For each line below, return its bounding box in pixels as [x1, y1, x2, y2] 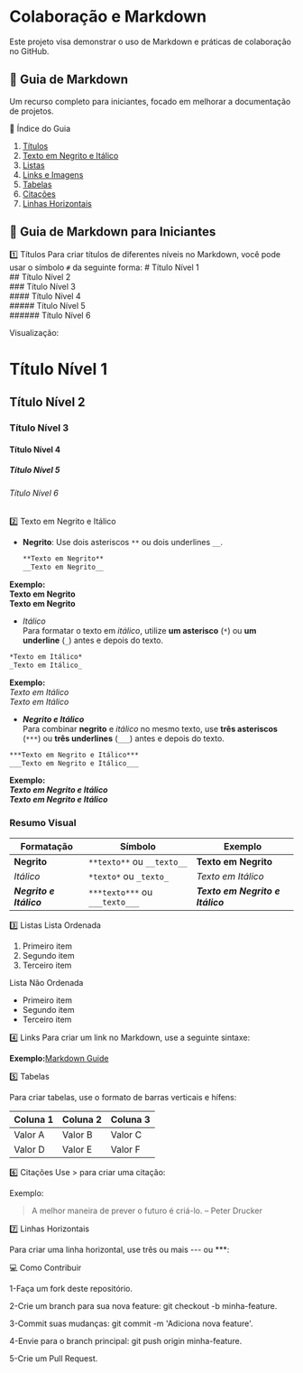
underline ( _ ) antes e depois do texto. [22, 635, 164, 645]
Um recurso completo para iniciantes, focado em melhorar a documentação [9, 96, 291, 107]
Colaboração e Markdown [9, 6, 207, 27]
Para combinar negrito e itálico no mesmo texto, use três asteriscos [22, 723, 278, 734]
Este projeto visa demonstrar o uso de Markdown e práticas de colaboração [9, 36, 291, 47]
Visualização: [9, 327, 60, 338]
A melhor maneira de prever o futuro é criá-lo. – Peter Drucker [31, 1205, 263, 1216]
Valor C [110, 1128, 142, 1141]
